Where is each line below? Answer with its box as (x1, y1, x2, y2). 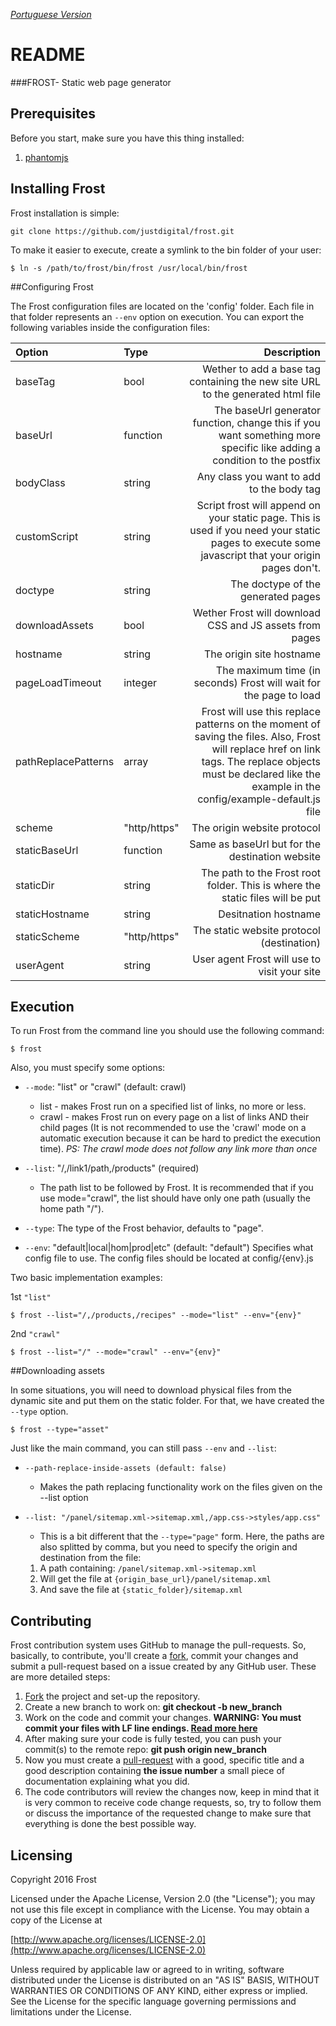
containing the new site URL (189, 374, 321, 388)
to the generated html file (202, 387, 321, 401)
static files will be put (221, 890, 321, 904)
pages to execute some (210, 535, 321, 549)
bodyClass (15, 475, 66, 489)
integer (123, 675, 158, 689)
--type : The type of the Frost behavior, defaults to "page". (24, 1222, 264, 1234)
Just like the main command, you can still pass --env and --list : (10, 1442, 277, 1454)
